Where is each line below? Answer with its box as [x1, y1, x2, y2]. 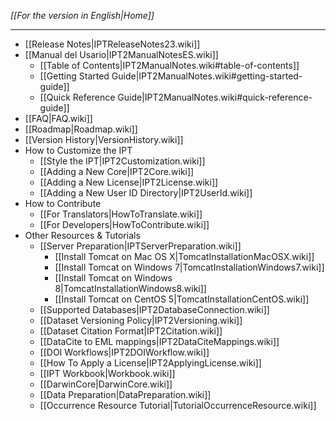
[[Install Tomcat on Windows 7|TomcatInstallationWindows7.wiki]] [54, 261, 325, 273]
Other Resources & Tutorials [24, 230, 141, 241]
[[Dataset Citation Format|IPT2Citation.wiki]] [39, 325, 223, 337]
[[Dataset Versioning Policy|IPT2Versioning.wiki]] [39, 315, 243, 326]
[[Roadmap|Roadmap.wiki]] [24, 123, 138, 135]
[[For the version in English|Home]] [10, 10, 155, 21]
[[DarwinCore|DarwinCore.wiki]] [39, 378, 173, 390]
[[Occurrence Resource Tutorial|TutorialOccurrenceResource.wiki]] [39, 400, 317, 411]
